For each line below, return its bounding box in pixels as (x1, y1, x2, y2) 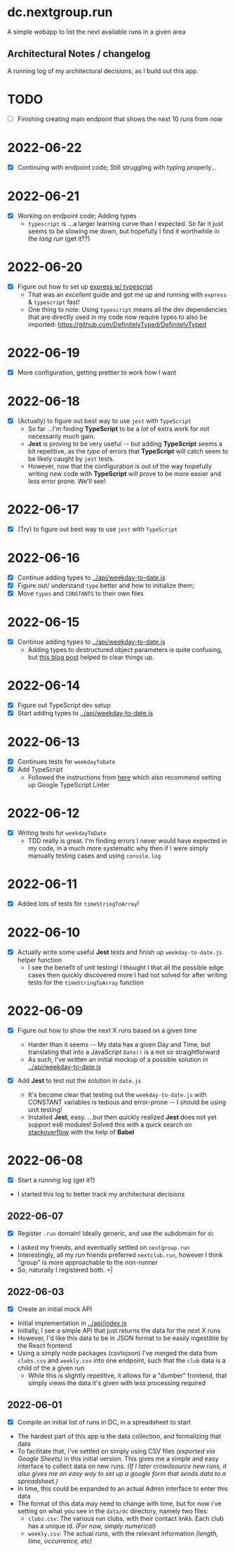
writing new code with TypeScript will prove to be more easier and (27, 469, 222, 477)
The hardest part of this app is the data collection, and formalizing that (17, 1432, 222, 1440)
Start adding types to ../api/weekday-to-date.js (17, 708, 154, 717)
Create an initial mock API (17, 1304, 93, 1313)
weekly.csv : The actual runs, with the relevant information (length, (27, 1529, 219, 1537)
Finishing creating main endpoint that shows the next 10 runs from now (17, 114, 223, 123)
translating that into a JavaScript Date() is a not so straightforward (27, 1048, 220, 1056)
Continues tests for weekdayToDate (17, 757, 116, 765)
